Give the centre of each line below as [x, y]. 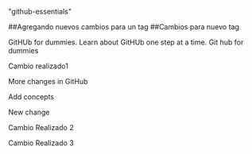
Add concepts [31, 97]
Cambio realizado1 [39, 66]
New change [29, 112]
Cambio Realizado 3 [41, 143]
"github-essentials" [40, 12]
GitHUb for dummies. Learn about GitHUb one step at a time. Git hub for [126, 42]
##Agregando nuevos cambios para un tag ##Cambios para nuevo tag [124, 27]
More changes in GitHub [48, 81]
